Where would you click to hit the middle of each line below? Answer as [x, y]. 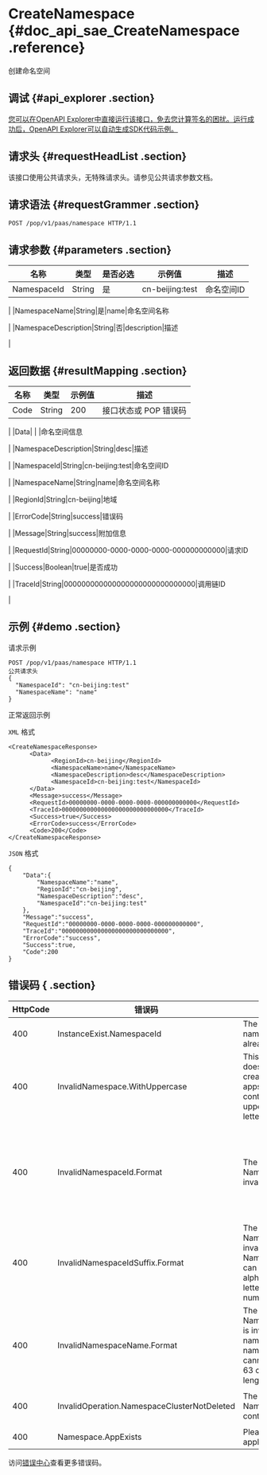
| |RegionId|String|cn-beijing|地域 [63, 499]
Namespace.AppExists [100, 1437]
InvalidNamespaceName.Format [117, 1345]
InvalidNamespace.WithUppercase [122, 1086]
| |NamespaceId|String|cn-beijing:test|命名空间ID [89, 466]
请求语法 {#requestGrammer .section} [104, 204]
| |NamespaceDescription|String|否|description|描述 [93, 328]
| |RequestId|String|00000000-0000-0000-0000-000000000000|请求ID [128, 550]
